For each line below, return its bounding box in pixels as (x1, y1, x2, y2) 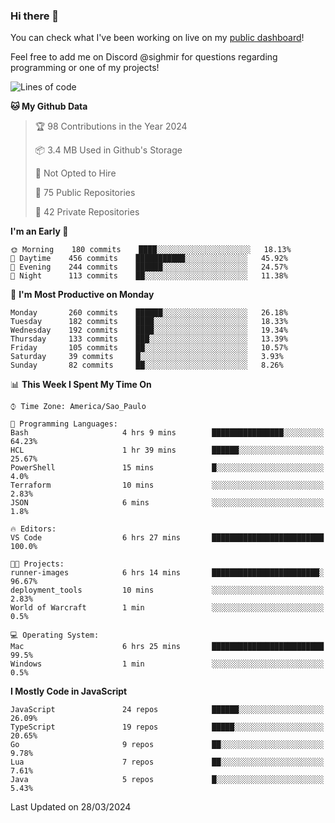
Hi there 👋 (10, 9, 60, 23)
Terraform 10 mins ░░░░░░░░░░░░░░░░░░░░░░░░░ (10, 480, 325, 491)
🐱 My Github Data (10, 100, 88, 113)
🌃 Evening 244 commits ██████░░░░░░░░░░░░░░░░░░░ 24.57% (10, 262, 288, 273)
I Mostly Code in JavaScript (10, 685, 128, 698)
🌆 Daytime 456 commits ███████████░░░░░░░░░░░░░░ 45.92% (10, 254, 288, 264)
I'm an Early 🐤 (10, 225, 69, 238)
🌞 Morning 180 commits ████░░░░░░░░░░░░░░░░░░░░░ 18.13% (10, 245, 292, 255)
